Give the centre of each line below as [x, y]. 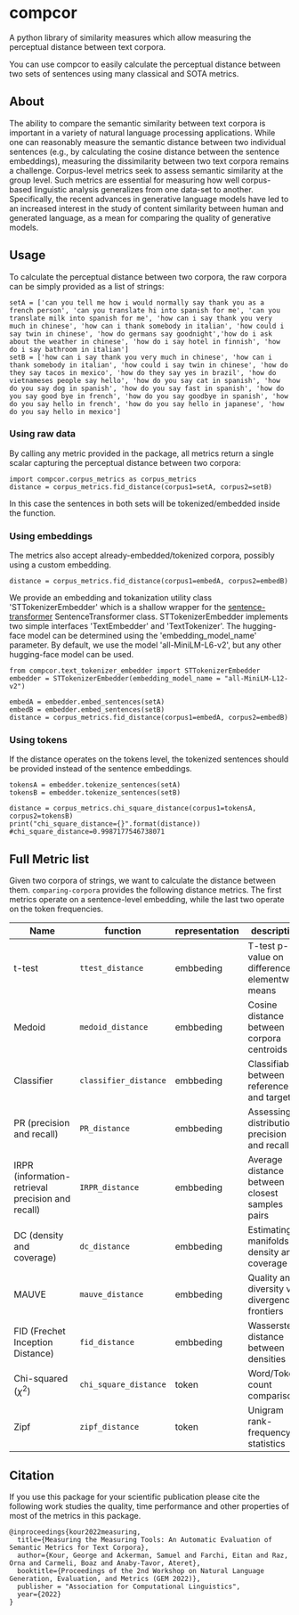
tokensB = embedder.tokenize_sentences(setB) [95, 793]
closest [263, 1194]
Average [265, 1160]
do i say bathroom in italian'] [69, 349]
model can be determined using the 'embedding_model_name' [142, 636]
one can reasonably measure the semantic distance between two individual [148, 142]
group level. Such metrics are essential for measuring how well [125, 180]
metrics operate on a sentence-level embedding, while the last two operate [147, 900]
